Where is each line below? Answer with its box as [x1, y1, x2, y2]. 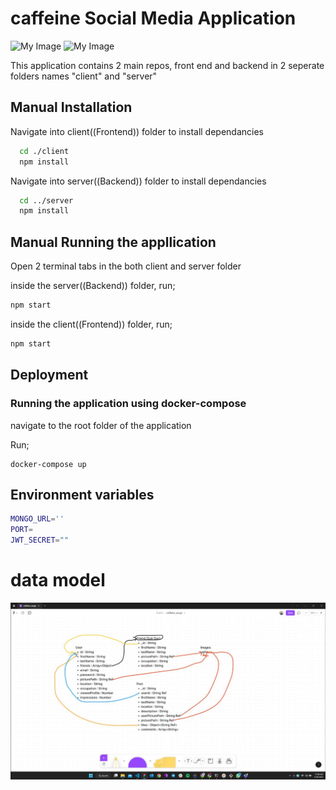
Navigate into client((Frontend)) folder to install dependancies [10, 125, 264, 137]
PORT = [10, 525, 33, 535]
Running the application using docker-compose [10, 397, 247, 411]
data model [10, 569, 106, 592]
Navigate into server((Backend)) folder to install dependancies [10, 175, 267, 187]
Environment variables [10, 486, 155, 503]
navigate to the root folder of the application [10, 419, 192, 431]
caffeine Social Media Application [10, 7, 297, 30]
